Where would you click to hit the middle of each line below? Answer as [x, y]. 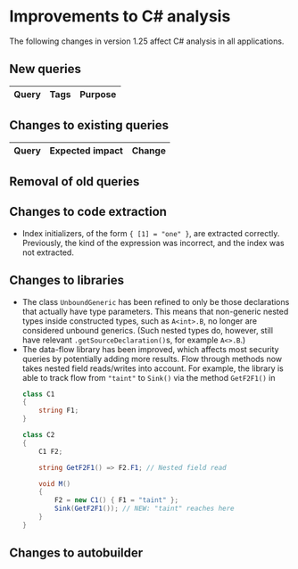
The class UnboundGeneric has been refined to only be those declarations [156, 301]
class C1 [38, 394]
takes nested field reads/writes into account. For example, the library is [153, 368]
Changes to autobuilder [76, 553]
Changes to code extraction [88, 212]
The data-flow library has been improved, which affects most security [150, 349]
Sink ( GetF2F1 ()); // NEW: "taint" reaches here [145, 509]
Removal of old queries [74, 181]
